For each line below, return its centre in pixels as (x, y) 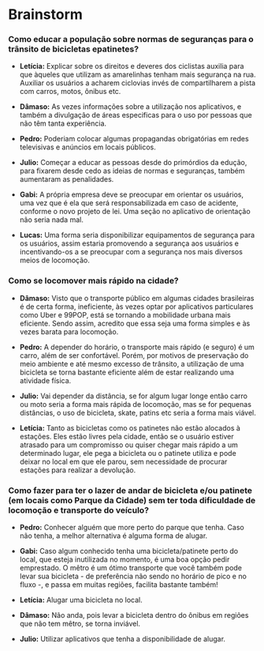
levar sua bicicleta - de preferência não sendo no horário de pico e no (133, 576)
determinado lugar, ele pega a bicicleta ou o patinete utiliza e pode (128, 453)
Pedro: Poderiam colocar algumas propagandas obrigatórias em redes (134, 139)
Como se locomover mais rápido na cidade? (93, 280)
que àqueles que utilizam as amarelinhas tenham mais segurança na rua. (138, 75)
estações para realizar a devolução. (78, 470)
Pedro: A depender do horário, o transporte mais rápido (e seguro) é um (137, 347)
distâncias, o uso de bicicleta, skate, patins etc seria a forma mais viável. (138, 412)
